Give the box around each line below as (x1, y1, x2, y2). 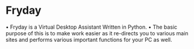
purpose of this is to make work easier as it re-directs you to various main (5, 29, 189, 36)
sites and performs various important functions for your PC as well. (5, 36, 172, 43)
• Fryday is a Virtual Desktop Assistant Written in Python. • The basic (5, 23, 178, 30)
